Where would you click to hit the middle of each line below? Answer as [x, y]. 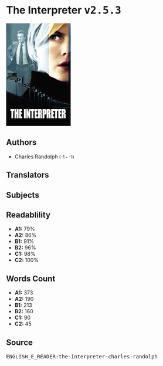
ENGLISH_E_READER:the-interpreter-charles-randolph [82, 356]
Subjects [23, 195]
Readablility [28, 215]
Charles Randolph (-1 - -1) [44, 157]
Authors [21, 142]
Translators [28, 175]
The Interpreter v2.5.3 [64, 10]
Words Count [31, 278]
